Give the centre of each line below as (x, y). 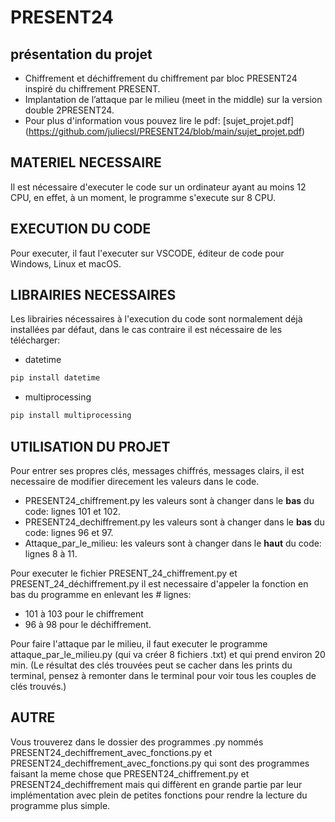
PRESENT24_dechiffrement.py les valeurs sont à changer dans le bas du (174, 522)
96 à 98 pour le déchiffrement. (88, 624)
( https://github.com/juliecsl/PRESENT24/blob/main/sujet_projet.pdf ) (165, 131)
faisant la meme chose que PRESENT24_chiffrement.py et (130, 773)
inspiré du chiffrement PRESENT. (92, 89)
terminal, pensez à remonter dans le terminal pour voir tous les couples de (163, 675)
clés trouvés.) (38, 686)
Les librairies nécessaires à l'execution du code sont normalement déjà (156, 319)
